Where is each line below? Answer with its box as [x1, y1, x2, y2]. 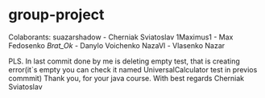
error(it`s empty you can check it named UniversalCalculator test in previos [8, 64, 258, 74]
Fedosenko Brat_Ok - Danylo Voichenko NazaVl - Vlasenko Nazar [8, 40, 226, 50]
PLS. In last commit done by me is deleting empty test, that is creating [8, 56, 240, 66]
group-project [8, 6, 105, 24]
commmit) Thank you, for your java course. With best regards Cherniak [8, 73, 245, 83]
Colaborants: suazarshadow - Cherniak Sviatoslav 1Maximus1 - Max [8, 32, 234, 42]
